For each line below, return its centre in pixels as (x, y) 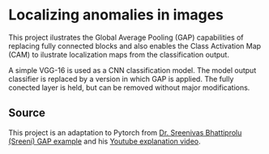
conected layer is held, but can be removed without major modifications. (129, 88)
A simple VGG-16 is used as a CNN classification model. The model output (132, 70)
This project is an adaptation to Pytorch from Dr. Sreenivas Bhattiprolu (125, 132)
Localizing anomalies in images (116, 15)
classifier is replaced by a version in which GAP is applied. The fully (121, 79)
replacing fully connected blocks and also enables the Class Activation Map (135, 45)
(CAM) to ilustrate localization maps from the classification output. (119, 54)
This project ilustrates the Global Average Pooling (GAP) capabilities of (126, 37)
